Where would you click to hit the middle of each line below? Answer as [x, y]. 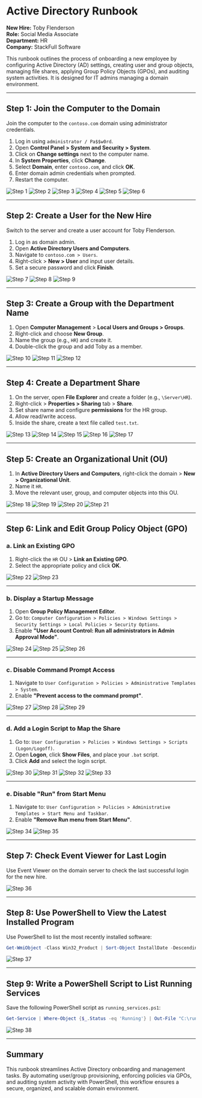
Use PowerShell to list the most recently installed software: [79, 937]
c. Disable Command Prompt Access [61, 670]
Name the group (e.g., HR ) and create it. [63, 340]
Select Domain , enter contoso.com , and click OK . [75, 167]
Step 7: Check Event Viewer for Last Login [87, 856]
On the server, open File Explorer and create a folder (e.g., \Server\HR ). [103, 397]
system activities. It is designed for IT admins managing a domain [87, 78]
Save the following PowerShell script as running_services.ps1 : [84, 1008]
